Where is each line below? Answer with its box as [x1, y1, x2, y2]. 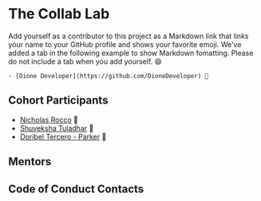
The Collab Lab [8, 5, 110, 23]
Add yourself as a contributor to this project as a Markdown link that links [8, 31, 249, 41]
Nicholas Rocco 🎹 [19, 115, 78, 124]
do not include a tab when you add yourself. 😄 [8, 57, 162, 66]
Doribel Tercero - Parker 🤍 [19, 132, 107, 141]
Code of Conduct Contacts [8, 182, 144, 195]
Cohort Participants [8, 93, 109, 108]
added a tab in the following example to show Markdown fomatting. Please [8, 48, 254, 57]
